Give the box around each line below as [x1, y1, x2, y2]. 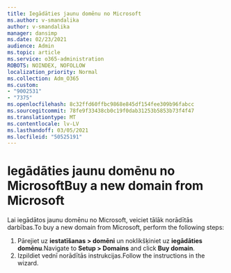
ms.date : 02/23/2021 [7, 36, 67, 43]
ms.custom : [7, 81, 39, 88]
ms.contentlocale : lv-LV [7, 120, 79, 127]
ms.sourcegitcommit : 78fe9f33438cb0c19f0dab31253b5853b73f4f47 [7, 107, 195, 114]
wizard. [17, 259, 39, 267]
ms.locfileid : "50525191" [7, 133, 82, 140]
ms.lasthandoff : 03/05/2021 [7, 127, 89, 134]
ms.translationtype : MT [7, 114, 77, 120]
